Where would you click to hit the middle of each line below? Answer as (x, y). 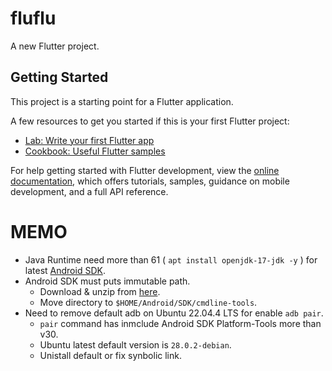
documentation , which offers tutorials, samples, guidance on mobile (150, 181)
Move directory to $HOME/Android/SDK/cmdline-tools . (148, 302)
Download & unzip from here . (100, 291)
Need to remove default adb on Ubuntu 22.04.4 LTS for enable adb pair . (174, 313)
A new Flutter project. (55, 46)
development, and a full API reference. (89, 191)
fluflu (33, 18)
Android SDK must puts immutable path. (107, 281)
